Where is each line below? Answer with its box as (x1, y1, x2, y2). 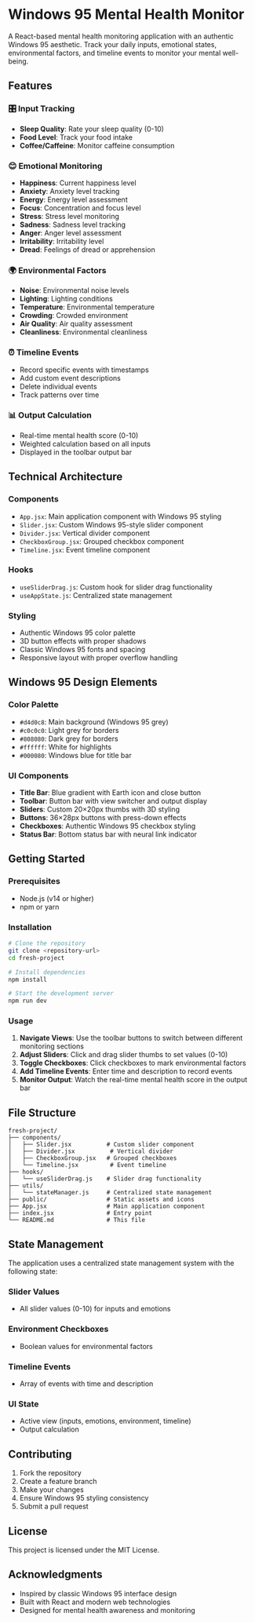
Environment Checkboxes (8, 1324, 109, 1335)
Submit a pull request (19, 1501, 89, 1512)
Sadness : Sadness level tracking (19, 220, 126, 229)
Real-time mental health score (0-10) (19, 430, 139, 440)
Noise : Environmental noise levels (19, 286, 129, 295)
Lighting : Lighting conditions (19, 294, 114, 304)
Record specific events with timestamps (19, 365, 149, 374)
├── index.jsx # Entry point (8, 1209, 153, 1217)
